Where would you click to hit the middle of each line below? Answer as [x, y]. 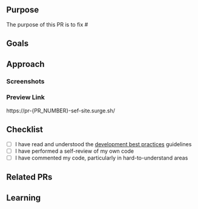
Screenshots [25, 81]
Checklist [25, 130]
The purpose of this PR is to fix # [47, 24]
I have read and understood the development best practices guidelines [103, 144]
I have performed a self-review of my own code [74, 151]
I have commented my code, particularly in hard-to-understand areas [101, 158]
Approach [25, 64]
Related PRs [29, 177]
